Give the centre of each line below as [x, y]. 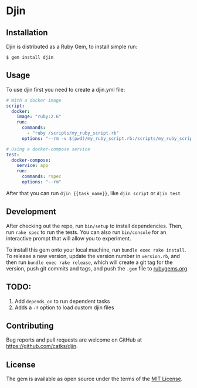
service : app [33, 166]
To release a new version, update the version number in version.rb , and [93, 256]
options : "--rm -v [44, 138]
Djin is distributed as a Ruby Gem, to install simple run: [72, 46]
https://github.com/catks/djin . [42, 346]
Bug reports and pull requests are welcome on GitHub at [74, 340]
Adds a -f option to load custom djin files [64, 307]
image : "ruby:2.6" [39, 117]
